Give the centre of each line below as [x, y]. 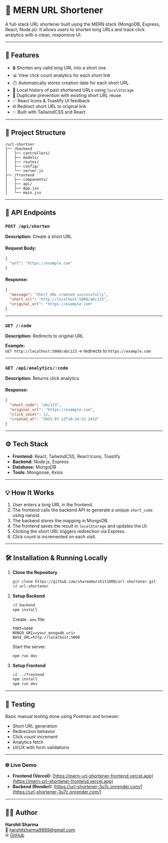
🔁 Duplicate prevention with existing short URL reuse [67, 95]
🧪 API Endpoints [31, 213]
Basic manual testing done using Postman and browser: [62, 716]
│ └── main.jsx [23, 193]
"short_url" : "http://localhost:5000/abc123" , [59, 300]
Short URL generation [35, 726]
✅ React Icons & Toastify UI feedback [51, 100]
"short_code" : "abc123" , [35, 405]
